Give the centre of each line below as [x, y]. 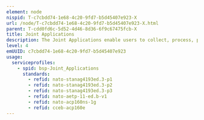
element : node [24, 12]
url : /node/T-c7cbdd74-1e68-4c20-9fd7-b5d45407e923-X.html [83, 23]
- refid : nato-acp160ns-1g [62, 102]
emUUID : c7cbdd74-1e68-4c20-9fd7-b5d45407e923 [66, 52]
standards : [36, 74]
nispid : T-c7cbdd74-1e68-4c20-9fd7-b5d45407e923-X [72, 18]
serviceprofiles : [34, 62]
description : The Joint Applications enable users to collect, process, [100, 40]
